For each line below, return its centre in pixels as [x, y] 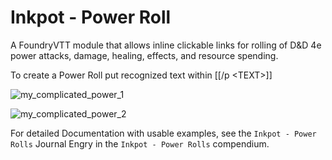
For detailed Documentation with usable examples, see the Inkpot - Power [163, 133]
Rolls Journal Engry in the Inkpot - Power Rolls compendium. [140, 143]
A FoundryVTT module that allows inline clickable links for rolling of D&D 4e [166, 45]
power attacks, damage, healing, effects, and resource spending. [144, 55]
